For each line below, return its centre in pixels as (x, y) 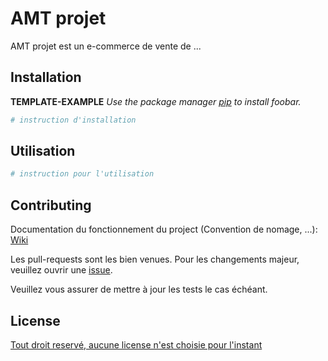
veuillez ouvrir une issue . (61, 270)
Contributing (51, 205)
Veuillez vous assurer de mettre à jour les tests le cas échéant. (139, 289)
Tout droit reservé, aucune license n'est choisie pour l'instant (136, 344)
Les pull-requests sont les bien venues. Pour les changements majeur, (155, 259)
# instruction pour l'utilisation (82, 174)
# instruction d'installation (73, 120)
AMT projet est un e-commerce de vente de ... (106, 46)
